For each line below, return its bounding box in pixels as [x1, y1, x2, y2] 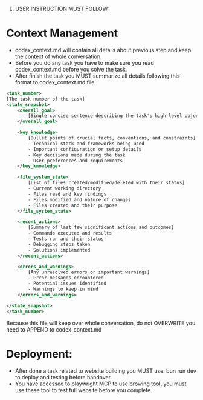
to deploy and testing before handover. [14, 373, 112, 381]
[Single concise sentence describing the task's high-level [28, 113, 182, 119]
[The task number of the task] [6, 96, 85, 102]
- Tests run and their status [28, 236, 104, 242]
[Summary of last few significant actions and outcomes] [28, 224, 174, 231]
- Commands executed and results [28, 230, 112, 236]
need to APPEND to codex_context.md [6, 325, 102, 333]
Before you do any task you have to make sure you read [14, 59, 154, 66]
